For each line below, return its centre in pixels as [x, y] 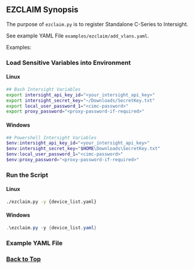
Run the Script [27, 175]
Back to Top [24, 259]
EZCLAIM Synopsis [42, 10]
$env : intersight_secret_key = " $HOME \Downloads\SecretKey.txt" [83, 149]
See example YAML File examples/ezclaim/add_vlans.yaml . [78, 36]
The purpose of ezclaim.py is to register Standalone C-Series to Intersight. [97, 24]
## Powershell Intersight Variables [51, 137]
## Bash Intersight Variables [44, 89]
